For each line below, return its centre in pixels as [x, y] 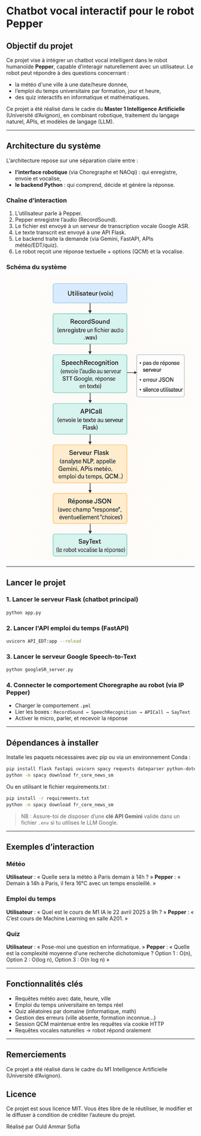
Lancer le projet [36, 582]
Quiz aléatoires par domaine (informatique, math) [75, 1011]
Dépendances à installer [52, 743]
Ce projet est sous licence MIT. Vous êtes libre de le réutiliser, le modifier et [99, 1108]
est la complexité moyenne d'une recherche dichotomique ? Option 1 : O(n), [99, 953]
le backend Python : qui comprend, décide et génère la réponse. [95, 184]
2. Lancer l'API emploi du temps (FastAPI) [68, 628]
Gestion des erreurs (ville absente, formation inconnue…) [85, 1017]
